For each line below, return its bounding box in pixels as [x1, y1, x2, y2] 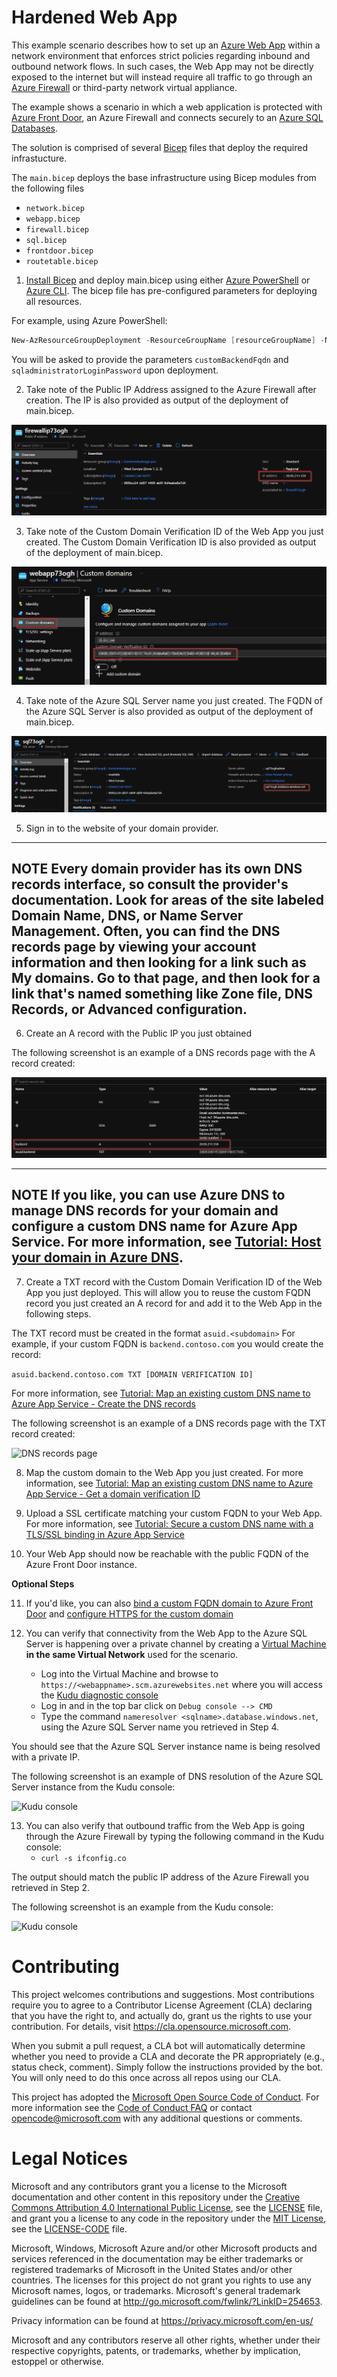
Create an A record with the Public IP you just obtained [25, 1027, 252, 1040]
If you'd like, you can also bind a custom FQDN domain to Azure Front [25, 1597, 314, 1609]
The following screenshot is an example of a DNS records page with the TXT [11, 1417, 327, 1429]
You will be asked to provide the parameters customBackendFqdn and [11, 353, 289, 365]
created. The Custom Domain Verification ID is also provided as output [25, 536, 317, 548]
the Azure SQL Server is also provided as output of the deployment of [25, 705, 314, 717]
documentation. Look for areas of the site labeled [11, 891, 324, 908]
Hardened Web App [11, 6, 178, 29]
